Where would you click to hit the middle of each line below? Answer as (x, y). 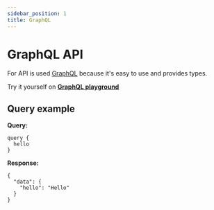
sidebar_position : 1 (37, 14)
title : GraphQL (29, 20)
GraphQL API (45, 54)
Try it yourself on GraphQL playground (63, 87)
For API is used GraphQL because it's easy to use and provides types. (107, 73)
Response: (23, 163)
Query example (41, 108)
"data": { (27, 182)
